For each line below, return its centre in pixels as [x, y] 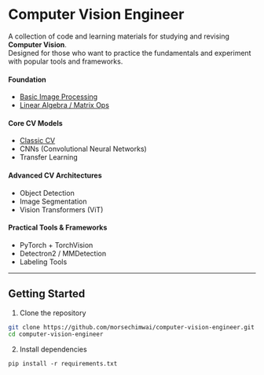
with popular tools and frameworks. [66, 61]
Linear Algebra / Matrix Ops [64, 105]
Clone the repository [53, 313]
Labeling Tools [43, 262]
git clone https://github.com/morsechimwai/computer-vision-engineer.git [132, 327]
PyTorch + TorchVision [56, 244]
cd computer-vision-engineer [56, 335]
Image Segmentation [53, 201]
